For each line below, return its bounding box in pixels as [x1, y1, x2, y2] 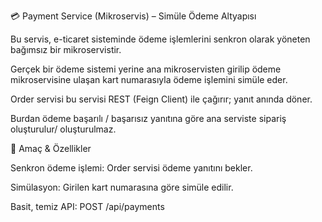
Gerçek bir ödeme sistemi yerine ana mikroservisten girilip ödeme [10, 63, 282, 75]
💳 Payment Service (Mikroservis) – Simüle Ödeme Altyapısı [10, 10, 257, 22]
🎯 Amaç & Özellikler [10, 143, 92, 154]
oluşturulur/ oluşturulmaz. [10, 123, 117, 135]
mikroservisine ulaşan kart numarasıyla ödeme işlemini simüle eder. [10, 74, 288, 85]
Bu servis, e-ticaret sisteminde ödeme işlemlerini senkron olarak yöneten [10, 33, 311, 45]
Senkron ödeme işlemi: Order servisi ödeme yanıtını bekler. [10, 162, 253, 174]
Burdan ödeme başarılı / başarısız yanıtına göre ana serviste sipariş [10, 113, 287, 124]
